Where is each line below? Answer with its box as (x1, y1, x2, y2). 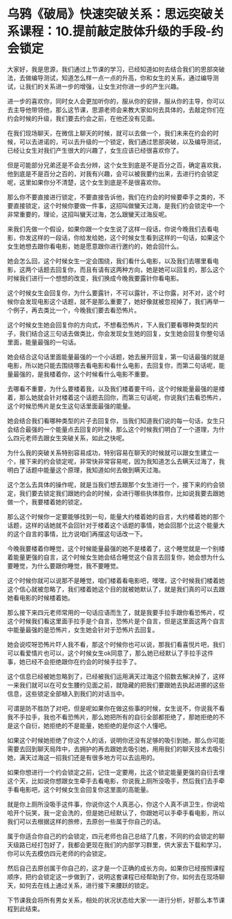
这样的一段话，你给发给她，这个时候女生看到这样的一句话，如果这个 (30, 233, 225, 242)
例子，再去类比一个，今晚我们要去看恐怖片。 (12, 305, 140, 314)
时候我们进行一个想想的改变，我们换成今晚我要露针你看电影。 (7, 274, 183, 282)
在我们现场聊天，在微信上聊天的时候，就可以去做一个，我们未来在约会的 (7, 129, 213, 137)
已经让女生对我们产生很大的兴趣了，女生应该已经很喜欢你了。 (7, 146, 183, 154)
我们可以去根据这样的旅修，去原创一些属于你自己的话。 (7, 817, 164, 826)
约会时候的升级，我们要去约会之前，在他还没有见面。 (7, 114, 159, 122)
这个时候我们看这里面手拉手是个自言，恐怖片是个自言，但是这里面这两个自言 (7, 616, 225, 625)
